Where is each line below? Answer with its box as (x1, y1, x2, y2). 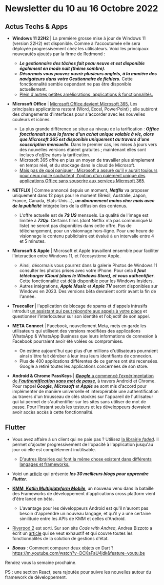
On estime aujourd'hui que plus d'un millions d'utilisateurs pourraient (19, 348, 158, 354)
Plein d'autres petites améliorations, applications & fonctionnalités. (19, 91, 153, 97)
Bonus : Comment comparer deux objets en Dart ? (12, 545, 114, 551)
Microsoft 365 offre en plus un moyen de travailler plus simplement (19, 157, 155, 163)
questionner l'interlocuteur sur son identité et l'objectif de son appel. (12, 313, 150, 319)
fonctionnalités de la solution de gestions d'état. (12, 535, 109, 541)
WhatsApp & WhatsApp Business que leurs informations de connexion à (12, 333, 157, 339)
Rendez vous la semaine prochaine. (5, 560, 77, 565)
